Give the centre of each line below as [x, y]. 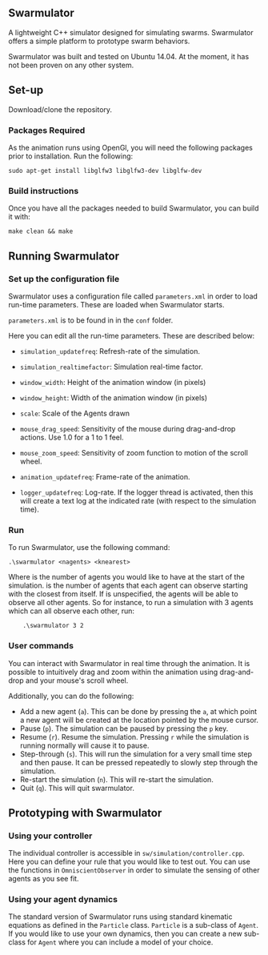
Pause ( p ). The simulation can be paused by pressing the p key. [124, 728]
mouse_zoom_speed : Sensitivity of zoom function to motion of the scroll [134, 452]
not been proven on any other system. [71, 65]
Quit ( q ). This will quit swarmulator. [77, 788]
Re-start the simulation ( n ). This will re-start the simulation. [116, 779]
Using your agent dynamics [63, 900]
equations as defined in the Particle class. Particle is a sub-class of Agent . [133, 925]
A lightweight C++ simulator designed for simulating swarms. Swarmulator [131, 32]
